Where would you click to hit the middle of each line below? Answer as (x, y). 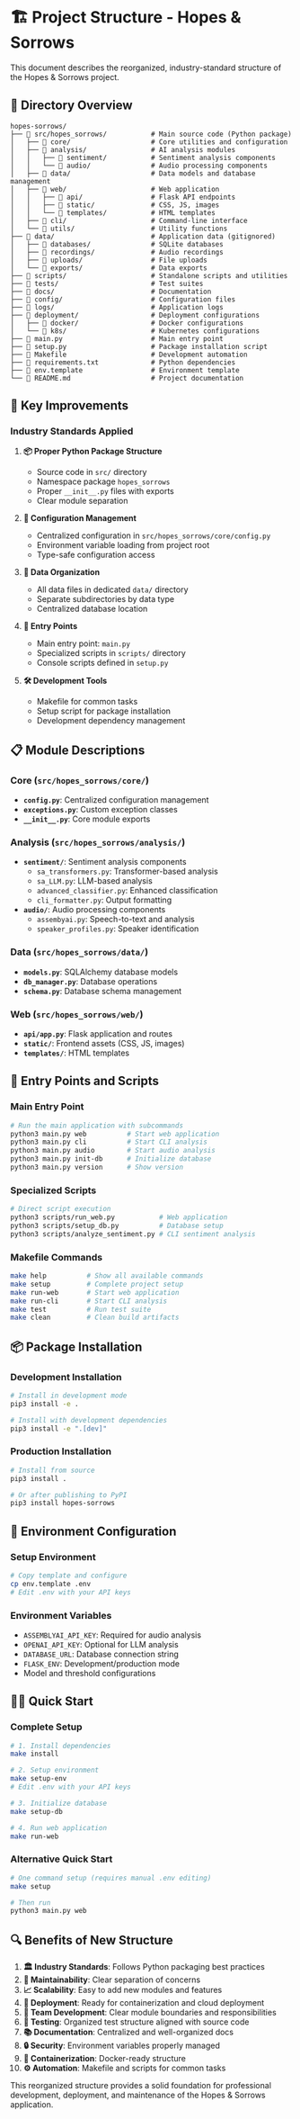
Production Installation (61, 1451)
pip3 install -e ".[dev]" (58, 1428)
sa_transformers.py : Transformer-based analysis (127, 871)
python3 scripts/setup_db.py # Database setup (117, 1226)
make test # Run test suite (81, 1309)
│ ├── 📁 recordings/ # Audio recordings (117, 252)
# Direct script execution (61, 1209)
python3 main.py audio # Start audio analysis (113, 1151)
